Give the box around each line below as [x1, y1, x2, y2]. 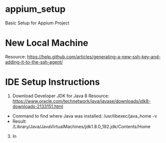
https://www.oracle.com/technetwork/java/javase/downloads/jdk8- [12, 98, 151, 104]
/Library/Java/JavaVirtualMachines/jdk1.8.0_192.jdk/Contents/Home [12, 123, 151, 130]
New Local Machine [5, 37, 89, 49]
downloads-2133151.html [12, 103, 63, 109]
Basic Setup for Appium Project [5, 20, 70, 26]
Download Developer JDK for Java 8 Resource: [12, 93, 110, 99]
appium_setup [5, 3, 66, 15]
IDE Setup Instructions [5, 76, 100, 88]
